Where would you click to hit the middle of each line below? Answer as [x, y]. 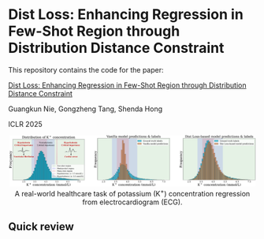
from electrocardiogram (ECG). [132, 202]
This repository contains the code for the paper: [86, 69]
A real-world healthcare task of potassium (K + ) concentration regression [132, 192]
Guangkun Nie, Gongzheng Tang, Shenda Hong [86, 109]
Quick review [41, 226]
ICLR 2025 [26, 124]
